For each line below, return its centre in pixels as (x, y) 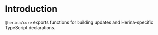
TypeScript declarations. (30, 27)
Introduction (31, 9)
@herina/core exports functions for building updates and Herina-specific (79, 22)
